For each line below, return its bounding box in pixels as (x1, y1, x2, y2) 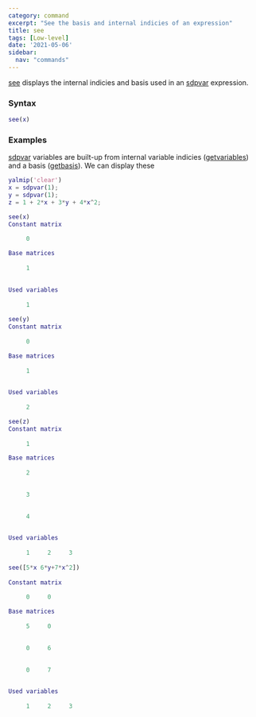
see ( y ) (8, 316, 30, 324)
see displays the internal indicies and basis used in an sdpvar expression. (8, 77, 249, 87)
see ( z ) (8, 417, 30, 425)
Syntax (8, 97, 37, 108)
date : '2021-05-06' (8, 41, 73, 49)
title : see (8, 26, 45, 34)
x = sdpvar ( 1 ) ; (8, 184, 59, 192)
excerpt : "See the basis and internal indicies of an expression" (8, 19, 233, 27)
